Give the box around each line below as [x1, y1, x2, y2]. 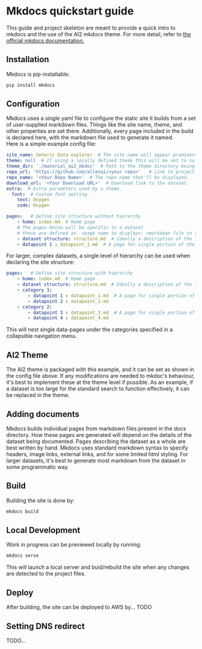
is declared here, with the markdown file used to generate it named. [6, 134, 174, 141]
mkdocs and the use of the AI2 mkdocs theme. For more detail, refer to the [6, 30, 191, 37]
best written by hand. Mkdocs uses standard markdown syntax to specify [6, 444, 188, 451]
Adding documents [6, 409, 80, 419]
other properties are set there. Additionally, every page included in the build [6, 128, 194, 135]
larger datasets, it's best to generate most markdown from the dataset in [6, 457, 186, 464]
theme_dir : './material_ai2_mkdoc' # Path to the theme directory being [6, 163, 195, 169]
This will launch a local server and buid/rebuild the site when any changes [6, 563, 190, 571]
